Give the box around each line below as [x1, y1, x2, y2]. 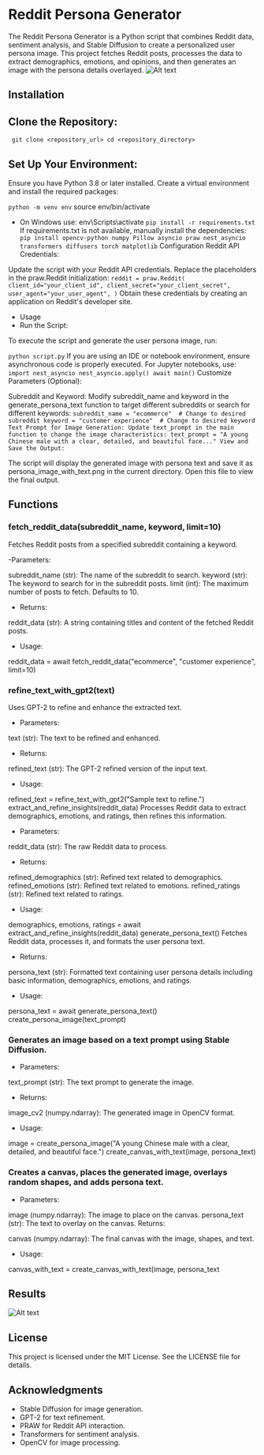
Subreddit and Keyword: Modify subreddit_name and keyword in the [8, 391, 229, 400]
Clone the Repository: [8, 115, 118, 128]
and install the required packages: [8, 186, 119, 196]
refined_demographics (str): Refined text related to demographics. [8, 872, 223, 882]
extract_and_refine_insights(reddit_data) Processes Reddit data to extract [8, 803, 247, 812]
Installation [8, 88, 65, 102]
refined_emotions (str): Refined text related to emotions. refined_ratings [8, 881, 240, 890]
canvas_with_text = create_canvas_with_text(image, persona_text [8, 1264, 220, 1273]
